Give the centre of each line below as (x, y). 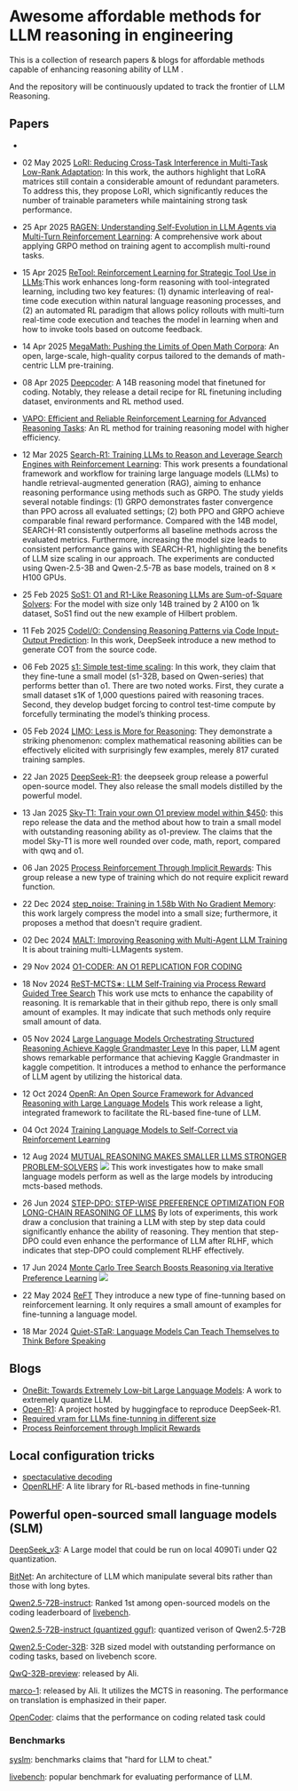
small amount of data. (62, 1021)
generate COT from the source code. (90, 649)
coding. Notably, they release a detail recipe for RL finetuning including (152, 392)
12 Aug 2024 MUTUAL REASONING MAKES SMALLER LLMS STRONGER (154, 1156)
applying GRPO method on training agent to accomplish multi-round (146, 245)
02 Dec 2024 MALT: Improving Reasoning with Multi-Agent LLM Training (155, 940)
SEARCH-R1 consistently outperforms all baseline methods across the (149, 529)
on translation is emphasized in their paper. (88, 1700)
